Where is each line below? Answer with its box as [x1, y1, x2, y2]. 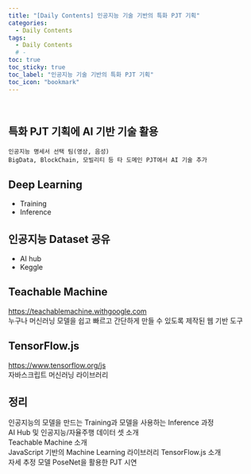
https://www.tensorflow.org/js [8, 360, 106, 370]
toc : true [8, 56, 41, 64]
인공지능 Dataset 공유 [8, 232, 111, 246]
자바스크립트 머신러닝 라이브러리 [8, 370, 109, 380]
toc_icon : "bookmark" [8, 78, 80, 86]
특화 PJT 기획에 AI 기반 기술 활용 [8, 125, 159, 138]
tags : [8, 33, 26, 42]
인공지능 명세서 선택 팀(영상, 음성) [8, 148, 110, 156]
